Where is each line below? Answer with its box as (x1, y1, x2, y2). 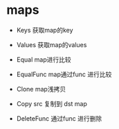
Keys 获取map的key (16, 26, 73, 34)
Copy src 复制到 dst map (16, 99, 87, 108)
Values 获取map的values (16, 40, 87, 49)
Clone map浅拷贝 (16, 85, 66, 93)
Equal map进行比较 (16, 55, 71, 64)
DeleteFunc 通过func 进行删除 (16, 114, 102, 123)
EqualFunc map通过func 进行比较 (16, 70, 112, 78)
